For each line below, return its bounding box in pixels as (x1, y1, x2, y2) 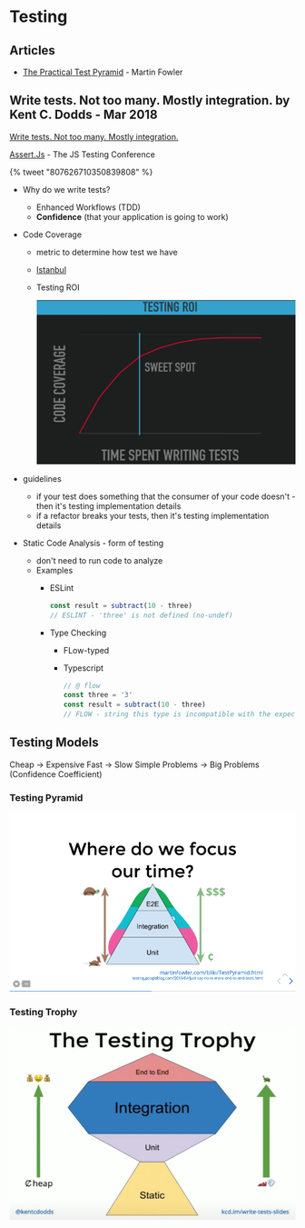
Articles (9, 43, 56, 58)
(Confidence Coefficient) (9, 768, 103, 779)
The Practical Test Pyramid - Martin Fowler (22, 66, 183, 77)
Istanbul (35, 264, 66, 275)
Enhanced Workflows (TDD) (35, 202, 141, 213)
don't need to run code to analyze (35, 554, 163, 565)
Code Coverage (22, 229, 83, 240)
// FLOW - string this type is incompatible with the (63, 710, 271, 719)
